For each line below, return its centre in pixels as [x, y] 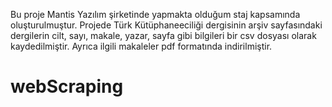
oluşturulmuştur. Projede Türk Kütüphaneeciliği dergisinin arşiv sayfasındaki [166, 25]
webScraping [67, 86]
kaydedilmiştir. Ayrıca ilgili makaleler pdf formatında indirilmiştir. [141, 46]
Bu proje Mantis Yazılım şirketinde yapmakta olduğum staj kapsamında [155, 14]
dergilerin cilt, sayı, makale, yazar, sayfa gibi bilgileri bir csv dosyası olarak [163, 35]
